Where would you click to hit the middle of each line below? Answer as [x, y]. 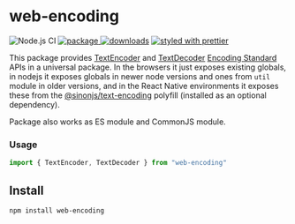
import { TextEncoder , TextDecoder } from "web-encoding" [118, 163]
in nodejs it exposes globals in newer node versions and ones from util [140, 76]
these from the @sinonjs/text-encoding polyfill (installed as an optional [138, 95]
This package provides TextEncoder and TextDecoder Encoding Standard [143, 57]
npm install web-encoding [57, 210]
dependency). [34, 104]
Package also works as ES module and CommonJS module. [118, 122]
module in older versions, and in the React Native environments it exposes [144, 86]
